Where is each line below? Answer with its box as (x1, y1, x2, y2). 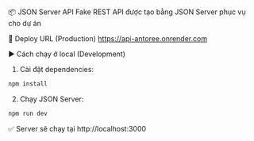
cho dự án (8, 19, 41, 28)
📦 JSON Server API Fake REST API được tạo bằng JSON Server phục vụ (8, 7, 246, 17)
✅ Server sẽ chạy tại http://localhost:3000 (8, 124, 147, 133)
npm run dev (8, 109, 48, 117)
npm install (8, 80, 48, 88)
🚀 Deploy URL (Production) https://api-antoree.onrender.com (8, 34, 208, 43)
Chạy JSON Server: (19, 94, 84, 104)
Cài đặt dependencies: (19, 65, 94, 74)
